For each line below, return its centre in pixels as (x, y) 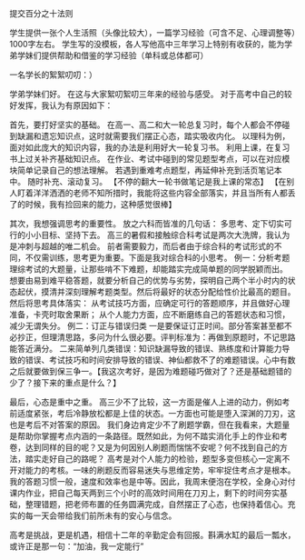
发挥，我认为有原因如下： (65, 105)
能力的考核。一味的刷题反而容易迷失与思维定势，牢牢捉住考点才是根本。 (160, 470)
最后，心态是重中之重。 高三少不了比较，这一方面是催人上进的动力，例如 (146, 402)
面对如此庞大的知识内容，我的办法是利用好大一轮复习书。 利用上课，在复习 (150, 147)
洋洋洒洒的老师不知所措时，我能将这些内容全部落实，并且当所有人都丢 (164, 193)
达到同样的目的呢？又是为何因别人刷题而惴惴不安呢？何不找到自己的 (152, 447)
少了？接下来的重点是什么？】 (65, 383)
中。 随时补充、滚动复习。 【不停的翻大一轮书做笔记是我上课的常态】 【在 (148, 181)
